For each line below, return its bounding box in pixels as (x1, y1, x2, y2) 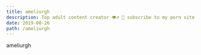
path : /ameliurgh (6, 25, 50, 32)
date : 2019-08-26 (6, 20, 50, 26)
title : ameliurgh (6, 8, 50, 15)
